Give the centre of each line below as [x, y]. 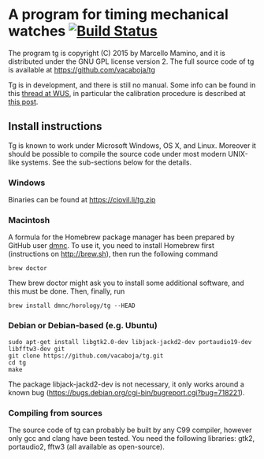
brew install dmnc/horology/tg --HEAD [72, 306]
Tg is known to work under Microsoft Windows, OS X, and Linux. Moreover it [132, 145]
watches [37, 31]
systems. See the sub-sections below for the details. [106, 162]
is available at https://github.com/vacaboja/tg [82, 69]
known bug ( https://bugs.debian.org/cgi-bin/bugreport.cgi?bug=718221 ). [126, 392]
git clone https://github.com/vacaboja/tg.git [86, 356]
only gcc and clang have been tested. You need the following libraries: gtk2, [132, 438]
